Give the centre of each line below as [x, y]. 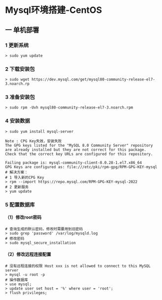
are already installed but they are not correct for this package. [76, 150]
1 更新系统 [17, 45]
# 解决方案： [16, 172]
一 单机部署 [22, 30]
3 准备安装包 [20, 97]
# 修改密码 [15, 238]
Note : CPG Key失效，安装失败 [33, 141]
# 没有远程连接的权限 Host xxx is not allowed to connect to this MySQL [78, 266]
